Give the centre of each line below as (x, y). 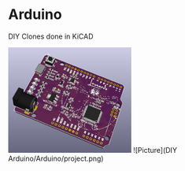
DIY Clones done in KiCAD (51, 36)
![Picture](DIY (155, 150)
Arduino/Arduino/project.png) (56, 158)
